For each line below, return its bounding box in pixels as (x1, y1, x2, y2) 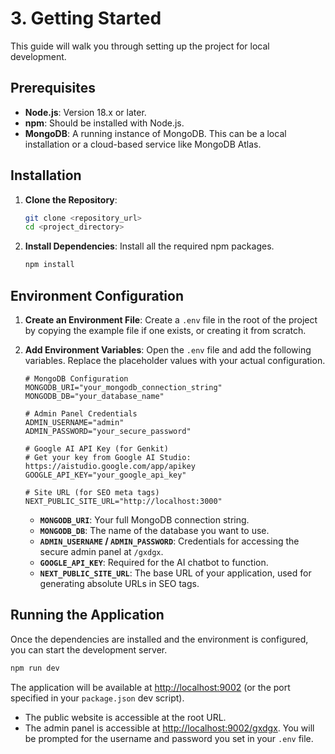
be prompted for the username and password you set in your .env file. (24, 732, 314, 744)
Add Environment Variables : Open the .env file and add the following (24, 344, 312, 356)
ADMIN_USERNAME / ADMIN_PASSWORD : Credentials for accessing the (39, 535, 300, 547)
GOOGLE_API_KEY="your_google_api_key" (24, 470, 187, 480)
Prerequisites (10, 80, 96, 97)
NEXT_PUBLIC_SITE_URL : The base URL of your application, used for (39, 567, 312, 579)
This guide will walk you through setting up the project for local (10, 40, 270, 52)
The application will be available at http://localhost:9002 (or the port (10, 681, 291, 693)
